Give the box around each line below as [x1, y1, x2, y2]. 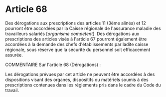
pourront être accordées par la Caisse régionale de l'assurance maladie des [5, 25, 161, 31]
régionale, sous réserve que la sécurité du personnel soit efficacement [5, 46, 151, 52]
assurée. [5, 51, 23, 58]
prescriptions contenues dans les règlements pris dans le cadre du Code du [5, 81, 161, 88]
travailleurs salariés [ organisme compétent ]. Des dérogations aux [5, 30, 140, 36]
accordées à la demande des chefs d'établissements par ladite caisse [5, 41, 149, 47]
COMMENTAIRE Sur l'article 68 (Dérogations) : [5, 61, 101, 67]
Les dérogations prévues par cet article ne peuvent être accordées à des [5, 71, 155, 77]
